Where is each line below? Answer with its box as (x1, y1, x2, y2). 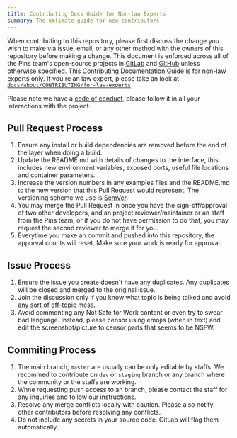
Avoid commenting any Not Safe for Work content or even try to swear (17, 308, 223, 317)
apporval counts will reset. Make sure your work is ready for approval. (17, 239, 222, 247)
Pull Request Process (7, 122, 103, 134)
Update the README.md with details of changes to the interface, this (17, 156, 219, 164)
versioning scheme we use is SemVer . (17, 193, 129, 202)
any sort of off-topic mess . (17, 301, 96, 309)
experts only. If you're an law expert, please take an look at (7, 74, 180, 82)
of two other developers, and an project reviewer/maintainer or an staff (17, 208, 225, 217)
